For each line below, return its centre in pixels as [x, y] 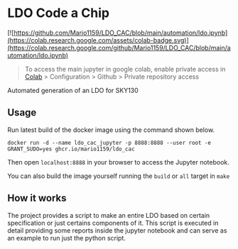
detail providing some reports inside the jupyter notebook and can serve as [117, 230]
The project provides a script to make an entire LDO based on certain [109, 215]
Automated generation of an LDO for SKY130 [73, 90]
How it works [37, 198]
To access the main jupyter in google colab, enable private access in [125, 69]
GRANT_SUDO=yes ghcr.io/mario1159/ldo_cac [71, 149]
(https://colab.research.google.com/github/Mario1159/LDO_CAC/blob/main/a [119, 48]
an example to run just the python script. [67, 238]
